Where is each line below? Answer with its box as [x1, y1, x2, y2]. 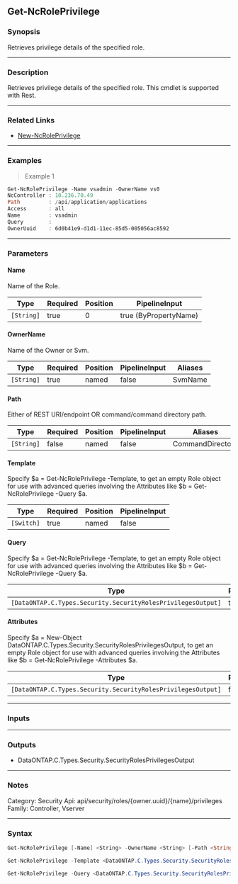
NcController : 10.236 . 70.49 [7, 192, 93, 199]
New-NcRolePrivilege [17, 131, 81, 140]
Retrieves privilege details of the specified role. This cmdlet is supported [7, 83, 220, 91]
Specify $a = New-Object [7, 633, 82, 642]
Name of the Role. [7, 281, 60, 290]
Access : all [7, 205, 65, 212]
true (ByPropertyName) [120, 310, 199, 320]
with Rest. [7, 91, 37, 99]
